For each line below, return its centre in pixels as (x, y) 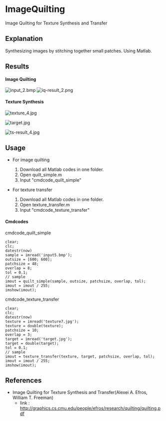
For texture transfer (32, 190)
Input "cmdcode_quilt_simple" (50, 180)
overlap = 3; (19, 335)
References (23, 380)
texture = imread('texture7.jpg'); (42, 321)
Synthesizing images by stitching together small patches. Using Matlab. (79, 50)
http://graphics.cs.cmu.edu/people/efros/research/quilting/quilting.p (90, 409)
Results (17, 67)
